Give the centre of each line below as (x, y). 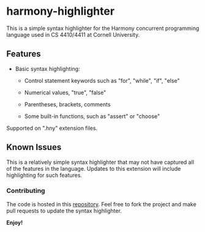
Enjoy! (15, 222)
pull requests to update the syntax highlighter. (64, 211)
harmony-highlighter (61, 11)
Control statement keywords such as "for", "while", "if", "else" (102, 80)
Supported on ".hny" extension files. (52, 128)
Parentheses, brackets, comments (68, 104)
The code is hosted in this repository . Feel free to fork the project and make (102, 204)
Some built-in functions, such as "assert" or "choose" (92, 116)
